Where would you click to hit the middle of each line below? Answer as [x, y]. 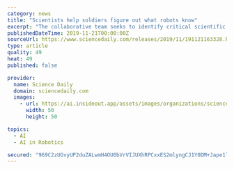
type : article [28, 46]
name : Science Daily [43, 84]
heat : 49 [20, 59]
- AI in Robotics [39, 142]
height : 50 [41, 117]
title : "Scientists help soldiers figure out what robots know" [102, 20]
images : [25, 97]
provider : [22, 78]
